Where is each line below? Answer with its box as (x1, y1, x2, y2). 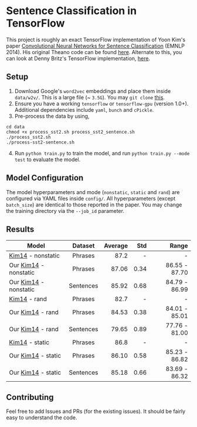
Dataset (72, 242, 95, 250)
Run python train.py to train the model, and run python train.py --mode (14, 149, 190, 156)
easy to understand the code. (6, 414, 77, 421)
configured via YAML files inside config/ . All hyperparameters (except (6, 195, 176, 202)
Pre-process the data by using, (14, 112, 90, 119)
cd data (6, 124, 25, 130)
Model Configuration (6, 173, 84, 183)
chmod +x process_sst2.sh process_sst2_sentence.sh (6, 129, 135, 135)
